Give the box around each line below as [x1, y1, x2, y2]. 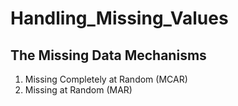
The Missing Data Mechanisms [10, 47, 207, 64]
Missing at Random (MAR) [24, 84, 133, 96]
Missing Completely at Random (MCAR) [24, 73, 188, 85]
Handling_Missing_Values [10, 7, 229, 30]
